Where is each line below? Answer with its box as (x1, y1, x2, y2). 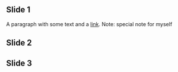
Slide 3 (6, 58, 33, 68)
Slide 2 (6, 38, 33, 48)
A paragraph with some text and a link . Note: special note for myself (6, 20, 173, 27)
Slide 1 (6, 5, 31, 15)
